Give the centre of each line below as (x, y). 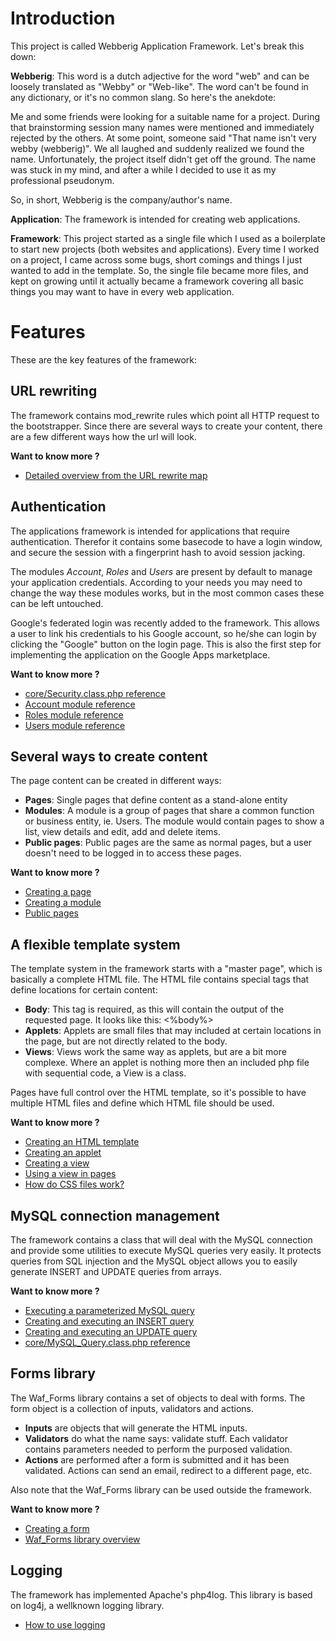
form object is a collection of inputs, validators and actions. (132, 1408)
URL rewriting (54, 391)
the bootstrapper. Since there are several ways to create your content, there (166, 426)
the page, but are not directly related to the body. (126, 1041)
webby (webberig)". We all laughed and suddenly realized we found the (157, 148)
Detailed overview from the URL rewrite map (116, 475)
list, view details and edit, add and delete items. (122, 832)
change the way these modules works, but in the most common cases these (167, 593)
